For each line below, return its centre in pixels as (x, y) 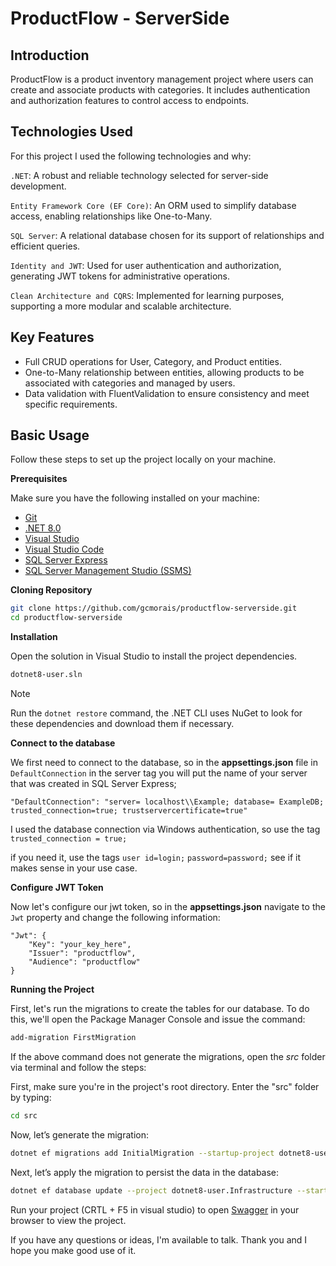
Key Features (52, 337)
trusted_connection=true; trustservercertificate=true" (129, 811)
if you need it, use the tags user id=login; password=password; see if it (156, 858)
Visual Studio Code (64, 549)
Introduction (50, 55)
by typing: (31, 1097)
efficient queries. (45, 246)
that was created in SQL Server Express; (93, 784)
